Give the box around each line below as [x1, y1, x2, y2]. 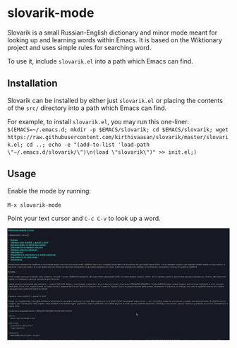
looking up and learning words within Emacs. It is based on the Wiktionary [7, 35, 222, 44]
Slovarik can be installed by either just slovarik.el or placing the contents [7, 96, 224, 104]
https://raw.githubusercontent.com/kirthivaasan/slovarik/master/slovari [7, 133, 229, 140]
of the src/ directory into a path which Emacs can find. [7, 104, 167, 112]
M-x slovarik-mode [7, 201, 61, 209]
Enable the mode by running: [7, 186, 92, 195]
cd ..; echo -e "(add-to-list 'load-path [25, 141, 150, 148]
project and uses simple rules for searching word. [7, 43, 152, 52]
